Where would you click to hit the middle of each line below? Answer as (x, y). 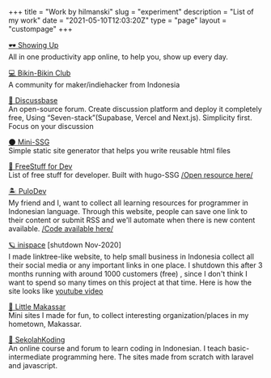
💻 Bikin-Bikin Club (40, 73)
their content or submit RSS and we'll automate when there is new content (132, 220)
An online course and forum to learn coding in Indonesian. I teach (117, 348)
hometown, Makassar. (45, 324)
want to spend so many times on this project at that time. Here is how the (130, 282)
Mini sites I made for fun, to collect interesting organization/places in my (129, 315)
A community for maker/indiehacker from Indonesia (94, 85)
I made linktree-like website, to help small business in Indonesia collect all (131, 256)
